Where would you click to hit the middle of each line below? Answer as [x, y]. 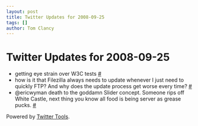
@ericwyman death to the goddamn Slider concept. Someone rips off [100, 93]
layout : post [22, 12]
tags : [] [17, 22]
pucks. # [25, 105]
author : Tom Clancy [30, 28]
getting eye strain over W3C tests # [58, 74]
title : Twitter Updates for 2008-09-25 [55, 17]
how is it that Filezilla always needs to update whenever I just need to [99, 80]
